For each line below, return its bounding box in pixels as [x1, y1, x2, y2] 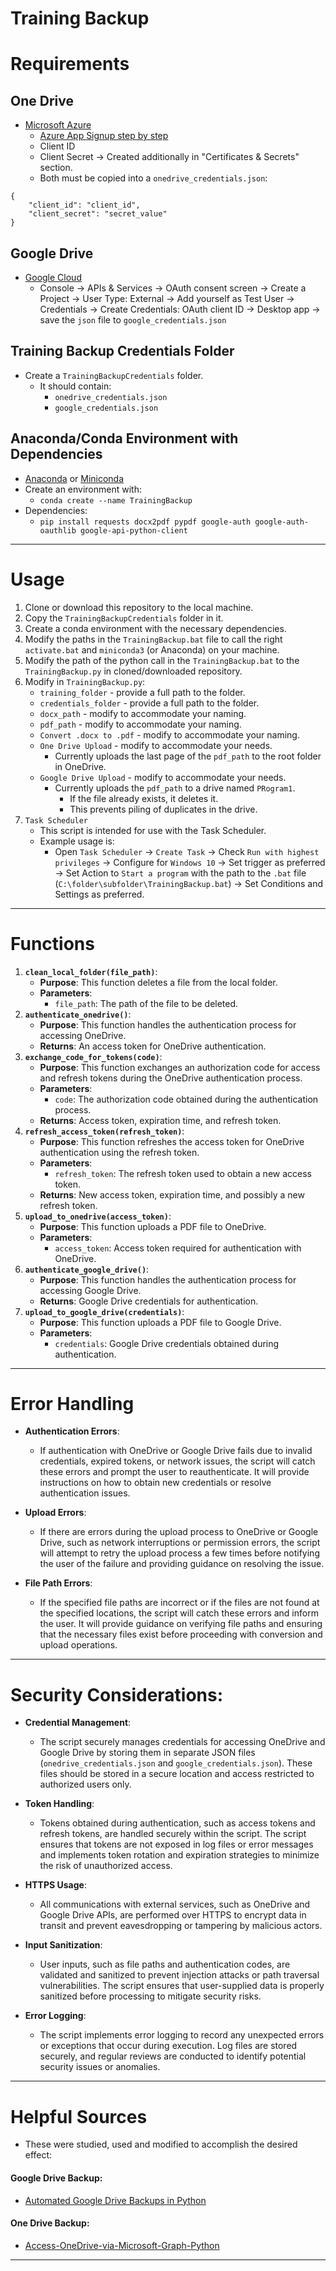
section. [39, 162, 73, 174]
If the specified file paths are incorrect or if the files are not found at [39, 1597, 320, 1609]
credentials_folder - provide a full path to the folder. [39, 697, 260, 709]
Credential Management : [24, 1717, 132, 1729]
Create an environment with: [24, 483, 142, 495]
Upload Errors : [24, 1507, 87, 1519]
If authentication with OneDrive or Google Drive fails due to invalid [39, 1445, 313, 1457]
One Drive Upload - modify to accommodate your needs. [39, 739, 273, 751]
